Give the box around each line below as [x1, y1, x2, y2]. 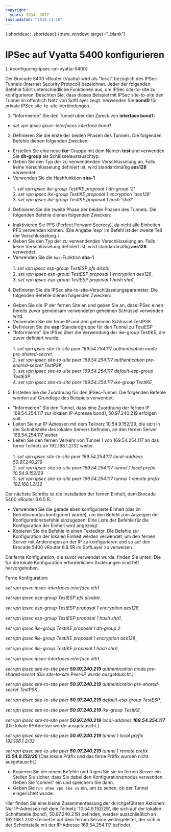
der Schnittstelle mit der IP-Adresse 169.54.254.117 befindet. [5, 822, 132, 828]
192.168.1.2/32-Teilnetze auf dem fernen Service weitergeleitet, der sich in [5, 817, 161, 823]
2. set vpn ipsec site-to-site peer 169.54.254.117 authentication [12, 357, 145, 363]
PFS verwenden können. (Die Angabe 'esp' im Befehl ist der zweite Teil [12, 227, 162, 233]
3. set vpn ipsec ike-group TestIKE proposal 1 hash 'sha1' [12, 197, 133, 203]
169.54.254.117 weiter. [12, 432, 59, 438]
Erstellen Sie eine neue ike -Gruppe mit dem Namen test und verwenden [12, 148, 165, 154]
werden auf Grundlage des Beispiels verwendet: [12, 395, 114, 401]
